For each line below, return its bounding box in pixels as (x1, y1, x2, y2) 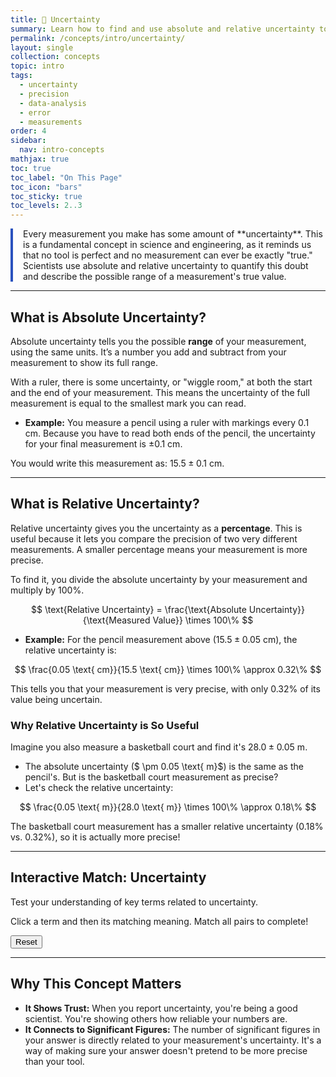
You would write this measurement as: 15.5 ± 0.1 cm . (10, 457, 225, 469)
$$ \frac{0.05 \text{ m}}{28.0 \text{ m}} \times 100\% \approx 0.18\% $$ (19, 801, 317, 813)
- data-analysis (19, 98, 87, 108)
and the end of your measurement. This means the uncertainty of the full (10, 386, 310, 398)
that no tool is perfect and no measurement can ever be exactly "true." (23, 249, 313, 261)
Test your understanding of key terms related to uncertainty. (10, 896, 259, 908)
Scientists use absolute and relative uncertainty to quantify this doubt (23, 260, 309, 272)
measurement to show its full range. (10, 356, 159, 368)
